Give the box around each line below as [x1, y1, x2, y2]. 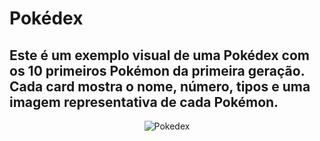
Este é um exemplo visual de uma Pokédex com [9, 47, 310, 64]
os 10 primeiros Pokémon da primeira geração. [9, 62, 306, 79]
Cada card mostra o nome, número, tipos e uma [9, 78, 311, 95]
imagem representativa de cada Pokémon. [9, 93, 279, 111]
